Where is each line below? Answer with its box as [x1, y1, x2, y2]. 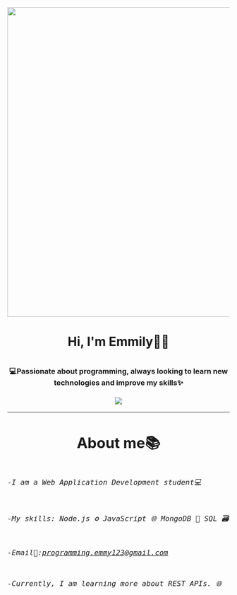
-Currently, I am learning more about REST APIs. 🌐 [7, 579, 222, 589]
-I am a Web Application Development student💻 [7, 478, 202, 487]
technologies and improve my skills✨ [54, 378, 183, 388]
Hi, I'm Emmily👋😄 [67, 334, 170, 350]
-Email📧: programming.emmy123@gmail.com [7, 548, 169, 558]
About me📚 [76, 433, 161, 452]
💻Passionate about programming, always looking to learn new [9, 366, 228, 376]
